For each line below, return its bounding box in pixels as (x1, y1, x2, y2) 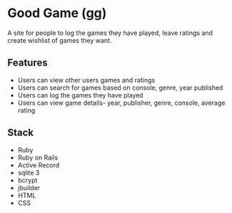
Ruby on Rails (17, 153, 59, 162)
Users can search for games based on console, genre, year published (17, 83, 223, 92)
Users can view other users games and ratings (17, 76, 156, 84)
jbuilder (17, 183, 41, 192)
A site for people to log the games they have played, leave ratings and (7, 28, 213, 37)
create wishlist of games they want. (7, 36, 112, 44)
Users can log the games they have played (17, 90, 144, 99)
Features (7, 57, 48, 69)
